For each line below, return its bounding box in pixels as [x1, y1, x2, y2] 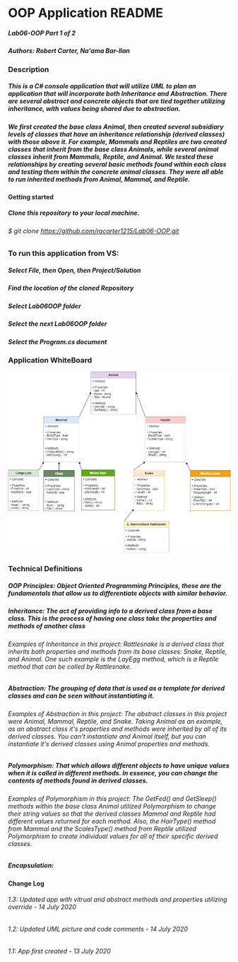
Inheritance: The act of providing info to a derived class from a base [8, 606, 213, 616]
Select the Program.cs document [8, 337, 107, 346]
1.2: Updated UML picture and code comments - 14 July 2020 [8, 925, 189, 933]
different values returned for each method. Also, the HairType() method [8, 816, 216, 825]
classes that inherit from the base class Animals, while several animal [8, 145, 219, 153]
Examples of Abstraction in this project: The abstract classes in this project [8, 709, 227, 718]
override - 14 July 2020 [8, 903, 77, 911]
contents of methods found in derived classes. [8, 776, 148, 785]
